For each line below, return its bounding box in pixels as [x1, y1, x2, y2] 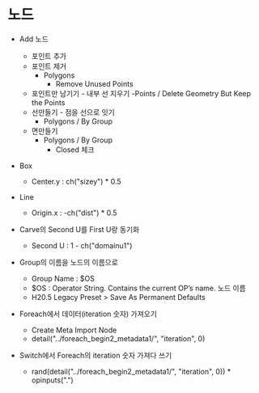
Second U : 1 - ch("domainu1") [31, 240, 133, 250]
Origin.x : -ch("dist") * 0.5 [31, 208, 118, 218]
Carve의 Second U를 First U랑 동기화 [19, 224, 140, 234]
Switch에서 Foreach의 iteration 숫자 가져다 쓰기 [19, 350, 172, 360]
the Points [31, 97, 66, 108]
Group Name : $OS [31, 273, 95, 283]
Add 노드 [19, 34, 49, 44]
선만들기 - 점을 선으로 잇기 [31, 107, 115, 116]
